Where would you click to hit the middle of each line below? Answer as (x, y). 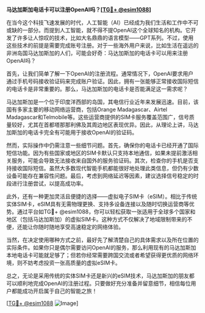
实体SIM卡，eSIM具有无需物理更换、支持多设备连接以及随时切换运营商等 (98, 204)
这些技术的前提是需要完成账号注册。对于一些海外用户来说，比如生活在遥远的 (103, 45)
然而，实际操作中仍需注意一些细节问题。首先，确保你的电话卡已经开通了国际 (103, 145)
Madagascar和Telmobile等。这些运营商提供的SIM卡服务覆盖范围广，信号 (98, 117)
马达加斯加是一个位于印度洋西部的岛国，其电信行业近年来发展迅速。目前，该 (103, 102)
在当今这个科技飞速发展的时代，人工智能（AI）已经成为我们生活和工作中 (97, 23)
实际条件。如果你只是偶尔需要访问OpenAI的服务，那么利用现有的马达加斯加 (101, 247)
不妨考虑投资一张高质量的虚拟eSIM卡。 (71, 263)
